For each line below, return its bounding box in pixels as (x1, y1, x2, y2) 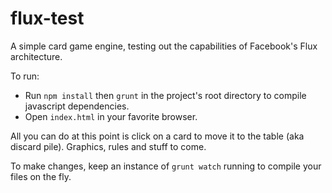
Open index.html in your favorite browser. (24, 110, 198, 122)
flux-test (10, 7, 85, 30)
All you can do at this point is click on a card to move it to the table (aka (10, 130, 305, 142)
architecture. (10, 50, 63, 62)
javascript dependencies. (24, 100, 130, 112)
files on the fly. (10, 170, 72, 182)
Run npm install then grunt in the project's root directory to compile (24, 89, 307, 101)
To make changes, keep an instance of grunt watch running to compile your (10, 160, 322, 172)
